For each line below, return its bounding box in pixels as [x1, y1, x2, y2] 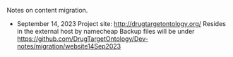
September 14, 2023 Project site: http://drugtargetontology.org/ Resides [16, 20, 227, 27]
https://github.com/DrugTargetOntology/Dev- [16, 34, 149, 43]
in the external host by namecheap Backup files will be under [16, 27, 195, 35]
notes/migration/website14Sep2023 [16, 42, 121, 50]
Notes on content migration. [6, 6, 88, 14]
